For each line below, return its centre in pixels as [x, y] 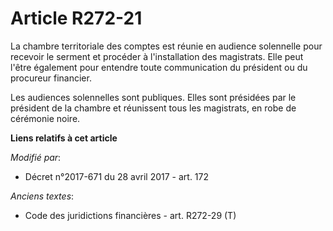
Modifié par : [36, 157]
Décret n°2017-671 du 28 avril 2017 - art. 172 [117, 176]
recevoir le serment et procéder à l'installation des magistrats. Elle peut [157, 56]
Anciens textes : [42, 196]
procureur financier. [51, 78]
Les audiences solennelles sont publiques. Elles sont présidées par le [153, 97]
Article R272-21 [76, 18]
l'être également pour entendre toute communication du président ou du [159, 67]
